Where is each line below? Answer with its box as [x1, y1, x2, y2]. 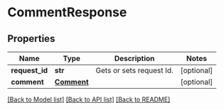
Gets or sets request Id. [95, 65, 174, 75]
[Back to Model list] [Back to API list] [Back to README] [7, 95, 171, 104]
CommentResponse [7, 4, 127, 21]
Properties [7, 33, 55, 45]
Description [114, 54, 155, 63]
